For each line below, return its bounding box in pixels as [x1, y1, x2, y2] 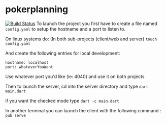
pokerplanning [5, 4, 69, 15]
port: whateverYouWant [5, 64, 53, 69]
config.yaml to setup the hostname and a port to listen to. [5, 26, 126, 32]
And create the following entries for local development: [5, 50, 120, 56]
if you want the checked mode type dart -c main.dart [5, 97, 119, 104]
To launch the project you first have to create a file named [36, 20, 157, 27]
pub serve [5, 113, 26, 118]
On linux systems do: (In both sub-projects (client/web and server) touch [5, 36, 157, 42]
